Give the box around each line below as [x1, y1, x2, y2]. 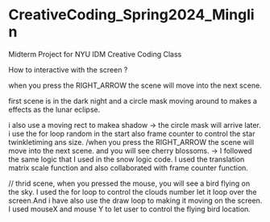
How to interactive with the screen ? [8, 64, 128, 74]
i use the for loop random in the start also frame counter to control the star [8, 129, 255, 138]
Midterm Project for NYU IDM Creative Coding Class [8, 49, 182, 59]
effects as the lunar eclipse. [8, 105, 101, 114]
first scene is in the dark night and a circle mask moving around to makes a [8, 96, 258, 105]
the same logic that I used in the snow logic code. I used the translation [8, 154, 245, 164]
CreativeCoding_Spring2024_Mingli [8, 6, 255, 24]
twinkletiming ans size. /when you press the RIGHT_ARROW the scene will [8, 137, 255, 146]
